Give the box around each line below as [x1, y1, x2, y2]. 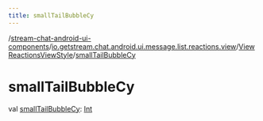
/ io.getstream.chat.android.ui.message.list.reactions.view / [48, 41, 239, 51]
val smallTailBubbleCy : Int [8, 104, 93, 113]
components [8, 41, 50, 51]
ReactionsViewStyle [8, 50, 74, 59]
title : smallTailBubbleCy [8, 11, 94, 20]
